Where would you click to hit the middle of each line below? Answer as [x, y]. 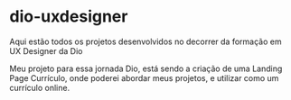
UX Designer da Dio [46, 50]
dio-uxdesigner [69, 17]
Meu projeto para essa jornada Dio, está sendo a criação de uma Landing [146, 68]
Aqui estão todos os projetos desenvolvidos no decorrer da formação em [145, 41]
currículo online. [40, 87]
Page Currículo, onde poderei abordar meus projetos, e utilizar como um [144, 77]
